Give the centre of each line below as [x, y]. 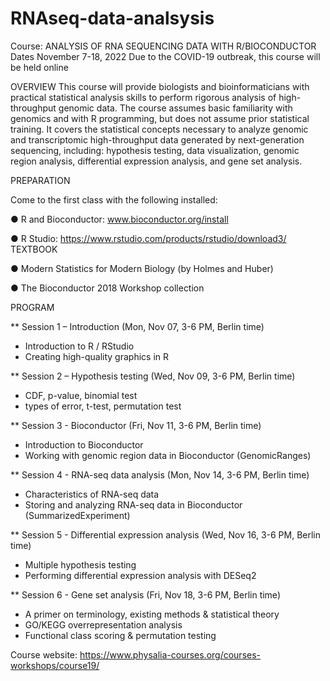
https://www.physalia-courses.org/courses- [170, 654]
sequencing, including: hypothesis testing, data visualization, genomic [155, 150]
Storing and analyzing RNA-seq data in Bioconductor [133, 504]
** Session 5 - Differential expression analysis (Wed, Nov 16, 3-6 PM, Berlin [166, 534]
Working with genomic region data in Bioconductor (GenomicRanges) [168, 455]
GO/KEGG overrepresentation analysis [103, 624]
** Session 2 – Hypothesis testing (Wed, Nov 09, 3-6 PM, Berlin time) [153, 376]
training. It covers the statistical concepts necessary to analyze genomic [159, 129]
